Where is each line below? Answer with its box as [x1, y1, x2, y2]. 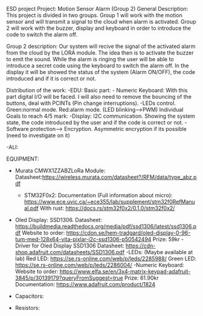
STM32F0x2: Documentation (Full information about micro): [24, 192, 173, 199]
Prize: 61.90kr [124, 274, 159, 281]
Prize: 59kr [152, 236, 180, 243]
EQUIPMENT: [6, 155, 39, 163]
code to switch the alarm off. [6, 31, 77, 38]
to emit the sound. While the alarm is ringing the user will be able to [6, 56, 174, 62]
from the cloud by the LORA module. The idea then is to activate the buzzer [6, 49, 195, 56]
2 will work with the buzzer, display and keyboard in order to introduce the [6, 24, 192, 32]
